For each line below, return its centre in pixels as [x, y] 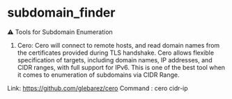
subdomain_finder [61, 13]
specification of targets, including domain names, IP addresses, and [115, 60]
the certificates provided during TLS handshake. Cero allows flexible [116, 53]
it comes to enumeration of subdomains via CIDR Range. [98, 75]
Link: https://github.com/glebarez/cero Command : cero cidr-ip [98, 88]
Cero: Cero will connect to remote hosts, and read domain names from [118, 45]
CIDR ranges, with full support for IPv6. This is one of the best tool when [121, 67]
